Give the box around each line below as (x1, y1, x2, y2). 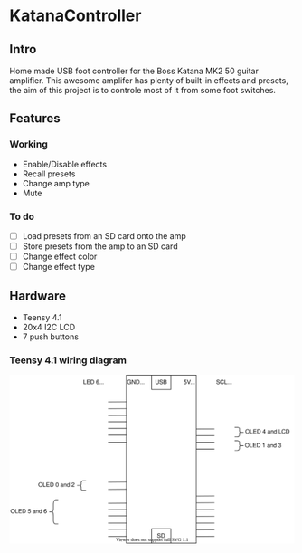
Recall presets (22, 168, 76, 179)
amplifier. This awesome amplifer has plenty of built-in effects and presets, (9, 75, 289, 86)
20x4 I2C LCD (22, 322, 76, 333)
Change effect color (22, 251, 98, 262)
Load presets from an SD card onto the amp (22, 230, 187, 241)
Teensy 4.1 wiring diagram (9, 354, 127, 367)
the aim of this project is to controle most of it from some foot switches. (9, 85, 276, 95)
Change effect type (22, 262, 95, 272)
